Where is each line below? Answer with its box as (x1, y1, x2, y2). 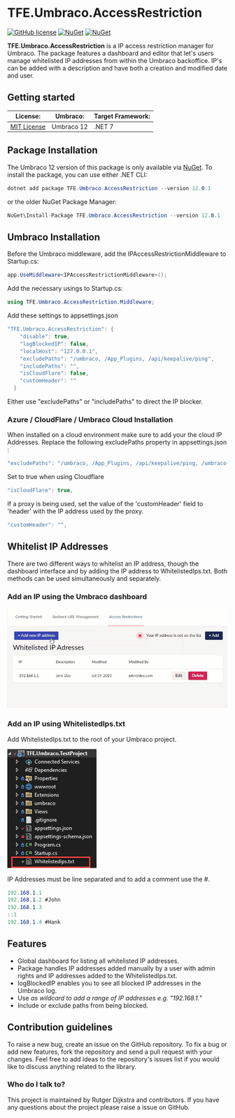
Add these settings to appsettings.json (7, 311, 119, 320)
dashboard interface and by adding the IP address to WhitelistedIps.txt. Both (7, 566, 228, 575)
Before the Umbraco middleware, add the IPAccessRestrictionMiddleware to (7, 250, 227, 258)
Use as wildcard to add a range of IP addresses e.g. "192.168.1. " (17, 994, 203, 1002)
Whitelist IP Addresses (7, 540, 108, 553)
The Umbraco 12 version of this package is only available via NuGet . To (7, 163, 213, 171)
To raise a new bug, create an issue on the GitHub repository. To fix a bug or (7, 1040, 227, 1048)
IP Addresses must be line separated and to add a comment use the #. (7, 875, 211, 883)
